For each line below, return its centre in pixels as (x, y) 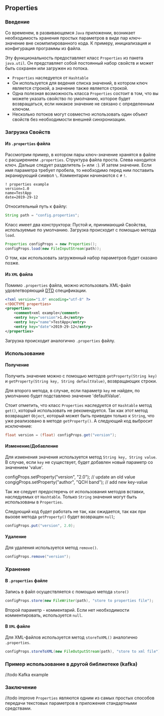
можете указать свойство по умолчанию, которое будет (71, 98)
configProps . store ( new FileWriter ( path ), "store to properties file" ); (79, 600)
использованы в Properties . (34, 502)
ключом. (21, 109)
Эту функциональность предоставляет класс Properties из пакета (74, 58)
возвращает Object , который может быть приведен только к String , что (80, 415)
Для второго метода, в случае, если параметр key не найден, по (72, 390)
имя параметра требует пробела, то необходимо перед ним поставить (80, 170)
